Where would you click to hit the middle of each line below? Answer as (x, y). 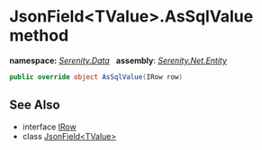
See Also (35, 105)
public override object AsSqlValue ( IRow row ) (96, 77)
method (39, 35)
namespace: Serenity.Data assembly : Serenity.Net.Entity (118, 60)
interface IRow (49, 127)
